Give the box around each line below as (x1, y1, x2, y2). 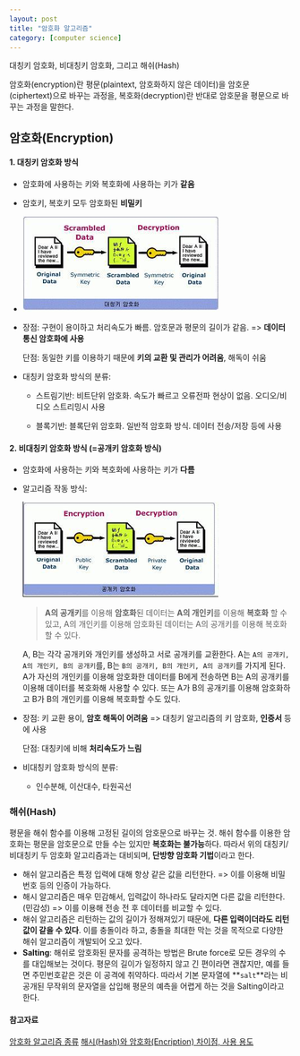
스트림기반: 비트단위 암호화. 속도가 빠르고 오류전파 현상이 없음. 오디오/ (35, 390, 280, 400)
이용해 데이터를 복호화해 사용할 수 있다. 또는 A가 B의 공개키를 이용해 (21, 683, 260, 693)
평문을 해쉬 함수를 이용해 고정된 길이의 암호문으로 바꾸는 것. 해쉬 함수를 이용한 (9, 828, 282, 838)
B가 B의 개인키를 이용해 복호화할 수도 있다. (31, 694, 181, 705)
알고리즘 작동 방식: (21, 484, 88, 494)
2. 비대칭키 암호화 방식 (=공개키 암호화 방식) (9, 442, 162, 453)
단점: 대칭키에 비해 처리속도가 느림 (21, 743, 142, 754)
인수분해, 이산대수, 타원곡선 (35, 781, 133, 792)
